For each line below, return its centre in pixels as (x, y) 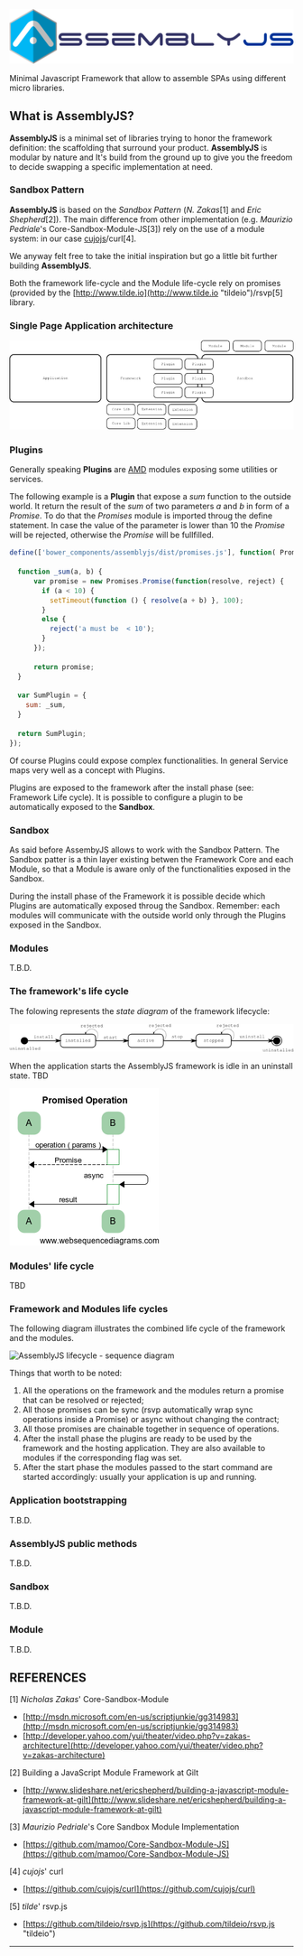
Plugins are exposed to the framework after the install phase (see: (132, 787)
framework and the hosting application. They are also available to (144, 1448)
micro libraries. (37, 88)
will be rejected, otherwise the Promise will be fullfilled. (112, 535)
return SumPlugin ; (52, 733)
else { (54, 619)
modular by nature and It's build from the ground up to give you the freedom (151, 157)
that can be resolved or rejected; (83, 1401)
